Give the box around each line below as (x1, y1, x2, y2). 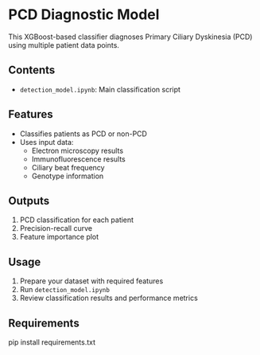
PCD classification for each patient (19, 215, 134, 224)
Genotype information (31, 171, 104, 181)
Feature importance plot (19, 232, 99, 242)
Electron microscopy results (31, 146, 124, 155)
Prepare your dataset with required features (19, 276, 164, 286)
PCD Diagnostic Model (8, 6, 160, 24)
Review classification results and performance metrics (19, 293, 199, 303)
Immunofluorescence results (31, 154, 126, 164)
